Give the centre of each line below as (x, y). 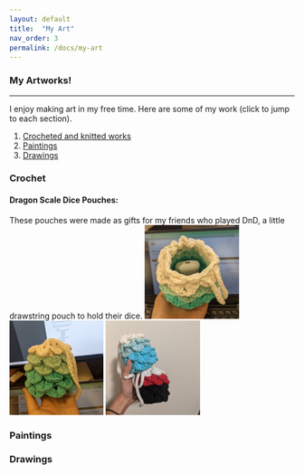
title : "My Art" (42, 28)
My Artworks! (41, 81)
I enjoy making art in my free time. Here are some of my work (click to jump (150, 109)
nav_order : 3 (34, 38)
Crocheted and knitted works (76, 136)
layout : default (40, 19)
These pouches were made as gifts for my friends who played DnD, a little (147, 220)
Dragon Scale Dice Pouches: (64, 200)
